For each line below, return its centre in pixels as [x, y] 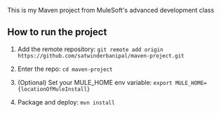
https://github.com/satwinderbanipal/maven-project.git [101, 55]
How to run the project [57, 32]
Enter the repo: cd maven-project [65, 69]
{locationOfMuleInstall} [54, 89]
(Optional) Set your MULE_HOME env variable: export [95, 82]
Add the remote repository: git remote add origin [90, 49]
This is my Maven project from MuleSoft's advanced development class [111, 10]
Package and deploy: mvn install [66, 102]
